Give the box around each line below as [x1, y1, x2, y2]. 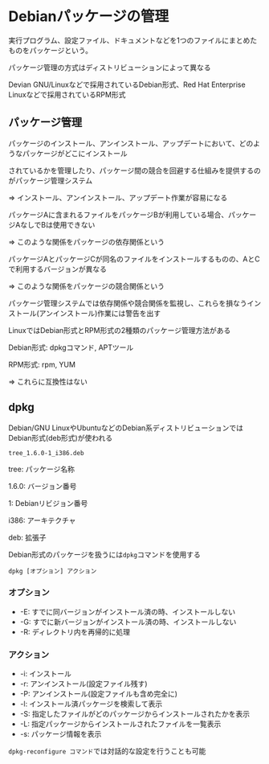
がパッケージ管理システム [8, 175, 93, 185]
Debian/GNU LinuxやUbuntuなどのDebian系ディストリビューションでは [8, 423, 243, 433]
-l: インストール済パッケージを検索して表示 [19, 699, 163, 709]
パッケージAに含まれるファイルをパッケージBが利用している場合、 [8, 210, 229, 220]
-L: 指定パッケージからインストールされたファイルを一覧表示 [19, 719, 222, 729]
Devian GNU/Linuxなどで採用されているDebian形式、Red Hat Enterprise [8, 80, 247, 89]
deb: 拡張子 [8, 532, 47, 542]
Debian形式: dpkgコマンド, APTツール [8, 343, 134, 352]
